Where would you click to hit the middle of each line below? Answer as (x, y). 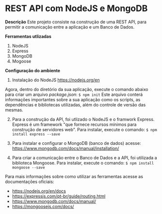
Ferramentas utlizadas (28, 36)
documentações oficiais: (30, 182)
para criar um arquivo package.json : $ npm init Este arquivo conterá (74, 94)
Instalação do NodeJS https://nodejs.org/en (56, 80)
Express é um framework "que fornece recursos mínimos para (74, 124)
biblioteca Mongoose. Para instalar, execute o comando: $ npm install (83, 163)
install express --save (36, 134)
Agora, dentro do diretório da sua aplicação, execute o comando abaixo (77, 89)
